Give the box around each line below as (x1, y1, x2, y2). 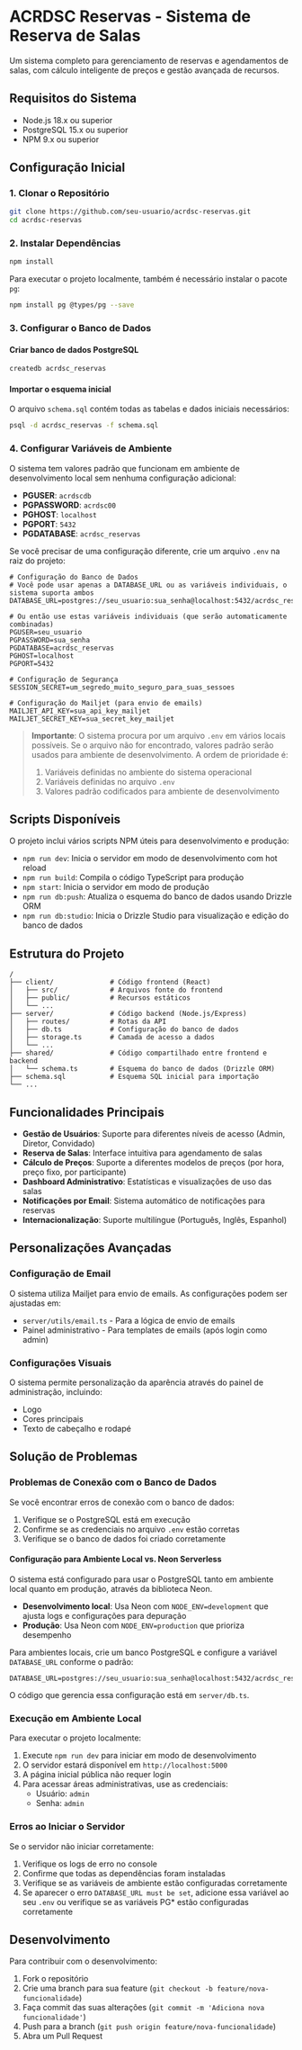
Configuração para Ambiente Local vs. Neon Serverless (9, 1554, 222, 1565)
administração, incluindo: (9, 1387, 103, 1398)
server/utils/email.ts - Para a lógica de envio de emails (22, 1315, 235, 1326)
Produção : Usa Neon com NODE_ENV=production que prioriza (22, 1620, 245, 1631)
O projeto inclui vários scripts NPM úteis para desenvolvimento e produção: (9, 835, 289, 847)
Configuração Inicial (9, 160, 126, 175)
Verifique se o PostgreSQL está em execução (22, 1514, 191, 1524)
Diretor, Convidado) (22, 1138, 95, 1149)
